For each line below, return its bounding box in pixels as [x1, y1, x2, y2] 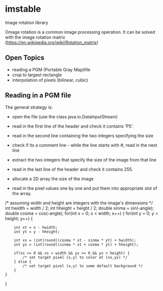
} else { [14, 259, 32, 264]
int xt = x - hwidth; [14, 225, 58, 230]
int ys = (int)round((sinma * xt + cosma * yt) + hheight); [14, 242, 139, 247]
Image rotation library [5, 20, 48, 25]
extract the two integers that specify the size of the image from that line [12, 157, 157, 162]
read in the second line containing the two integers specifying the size [12, 133, 154, 138]
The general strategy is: [5, 104, 53, 110]
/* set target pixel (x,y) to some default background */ [22, 263, 143, 269]
